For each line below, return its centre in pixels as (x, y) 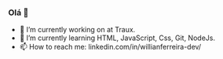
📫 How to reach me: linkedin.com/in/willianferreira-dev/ (110, 47)
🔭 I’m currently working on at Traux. (77, 30)
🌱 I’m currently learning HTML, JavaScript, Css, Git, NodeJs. (117, 38)
